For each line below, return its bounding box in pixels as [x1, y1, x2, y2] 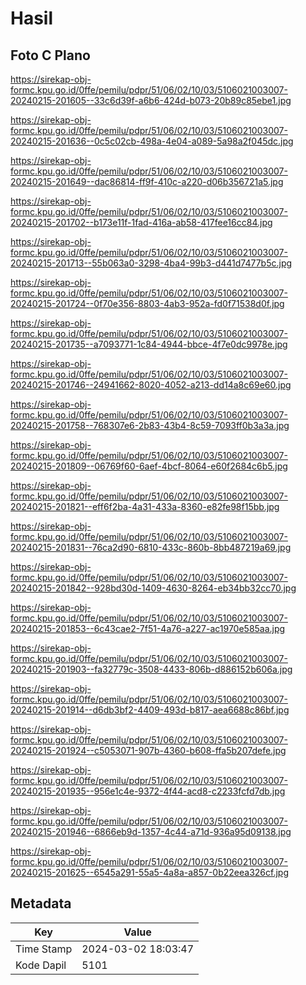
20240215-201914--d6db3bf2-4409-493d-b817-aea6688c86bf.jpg [10, 704, 290, 716]
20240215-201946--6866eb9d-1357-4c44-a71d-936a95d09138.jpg [10, 826, 292, 837]
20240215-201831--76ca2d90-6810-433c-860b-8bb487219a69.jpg [10, 542, 292, 553]
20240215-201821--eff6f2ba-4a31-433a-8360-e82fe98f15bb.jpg [10, 501, 280, 512]
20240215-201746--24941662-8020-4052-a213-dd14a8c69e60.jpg [10, 379, 292, 391]
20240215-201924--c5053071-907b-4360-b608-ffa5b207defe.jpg [10, 745, 287, 756]
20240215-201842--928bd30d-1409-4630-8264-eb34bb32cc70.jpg [10, 582, 297, 594]
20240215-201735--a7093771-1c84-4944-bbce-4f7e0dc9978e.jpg [10, 338, 288, 350]
